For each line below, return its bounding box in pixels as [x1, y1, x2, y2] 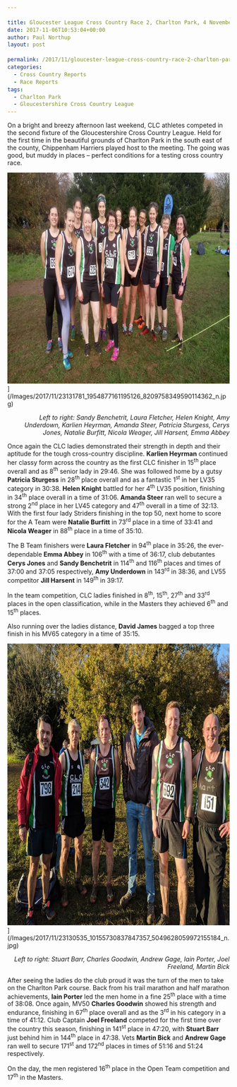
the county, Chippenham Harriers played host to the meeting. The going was [7, 143, 230, 152]
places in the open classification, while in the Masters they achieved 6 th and [7, 598, 229, 607]
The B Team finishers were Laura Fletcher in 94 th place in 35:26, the [7, 540, 207, 550]
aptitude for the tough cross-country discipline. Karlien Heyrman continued [7, 449, 228, 458]
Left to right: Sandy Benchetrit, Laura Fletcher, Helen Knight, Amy [39, 413, 230, 422]
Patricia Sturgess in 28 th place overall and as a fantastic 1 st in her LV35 [7, 474, 215, 484]
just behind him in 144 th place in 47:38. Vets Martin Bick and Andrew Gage [7, 1032, 226, 1042]
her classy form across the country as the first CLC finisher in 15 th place [7, 457, 217, 466]
